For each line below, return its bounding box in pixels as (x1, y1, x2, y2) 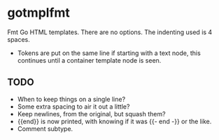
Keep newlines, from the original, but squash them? (17, 109, 166, 118)
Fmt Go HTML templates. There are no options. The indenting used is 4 (7, 28, 213, 36)
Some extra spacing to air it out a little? (17, 102, 130, 111)
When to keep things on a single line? (17, 95, 126, 103)
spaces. (7, 35, 30, 43)
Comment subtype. (17, 124, 73, 133)
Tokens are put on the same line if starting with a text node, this (17, 49, 201, 57)
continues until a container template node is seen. (17, 56, 162, 64)
